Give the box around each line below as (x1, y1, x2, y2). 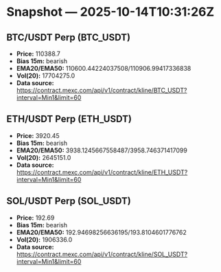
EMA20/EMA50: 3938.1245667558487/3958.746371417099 (16, 146, 188, 155)
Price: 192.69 (16, 214, 55, 222)
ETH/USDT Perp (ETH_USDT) (6, 113, 132, 125)
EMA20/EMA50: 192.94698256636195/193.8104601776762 (16, 228, 187, 236)
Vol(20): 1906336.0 (16, 235, 73, 244)
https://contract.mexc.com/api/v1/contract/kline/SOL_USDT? (16, 250, 188, 258)
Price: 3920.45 (16, 131, 60, 139)
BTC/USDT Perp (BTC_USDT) (6, 32, 131, 43)
